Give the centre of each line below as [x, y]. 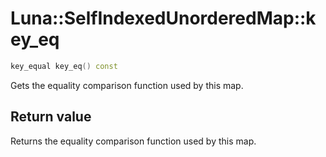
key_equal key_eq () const [64, 66]
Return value [51, 117]
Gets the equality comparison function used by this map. [127, 85]
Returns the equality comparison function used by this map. [133, 141]
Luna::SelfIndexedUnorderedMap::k [163, 18]
